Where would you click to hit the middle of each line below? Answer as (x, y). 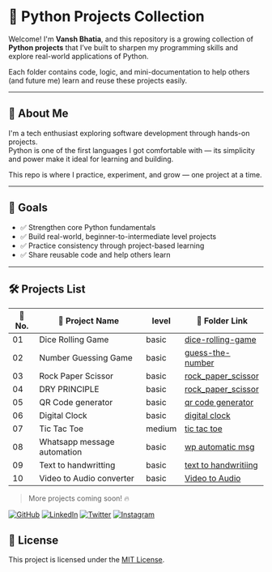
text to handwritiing (221, 465)
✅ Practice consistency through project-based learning (112, 245)
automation (61, 452)
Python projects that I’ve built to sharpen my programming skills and (123, 47)
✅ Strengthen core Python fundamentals (88, 227)
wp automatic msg (220, 447)
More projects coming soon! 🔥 (79, 498)
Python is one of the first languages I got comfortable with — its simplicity (132, 150)
